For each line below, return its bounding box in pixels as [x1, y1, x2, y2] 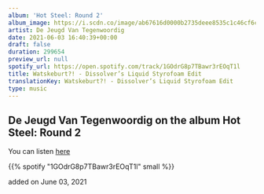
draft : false [8, 41, 51, 49]
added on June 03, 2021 [8, 178, 87, 187]
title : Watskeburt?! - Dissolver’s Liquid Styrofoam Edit [8, 70, 202, 78]
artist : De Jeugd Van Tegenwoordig [8, 26, 125, 34]
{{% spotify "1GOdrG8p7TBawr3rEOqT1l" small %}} [8, 162, 175, 171]
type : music [8, 84, 47, 93]
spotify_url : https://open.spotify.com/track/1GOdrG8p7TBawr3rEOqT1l [8, 63, 241, 71]
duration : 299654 [8, 48, 65, 56]
